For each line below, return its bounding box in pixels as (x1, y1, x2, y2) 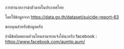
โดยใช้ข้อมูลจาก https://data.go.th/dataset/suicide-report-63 (5, 14, 119, 20)
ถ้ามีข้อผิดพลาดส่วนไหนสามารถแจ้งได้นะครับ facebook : (5, 34, 97, 39)
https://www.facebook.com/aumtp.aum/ (5, 39, 85, 44)
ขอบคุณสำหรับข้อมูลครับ (5, 24, 43, 29)
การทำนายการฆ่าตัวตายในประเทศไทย (5, 5, 64, 10)
